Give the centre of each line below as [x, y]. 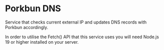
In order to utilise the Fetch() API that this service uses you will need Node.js [82, 37]
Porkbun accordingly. [27, 27]
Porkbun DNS [33, 9]
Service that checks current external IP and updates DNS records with [76, 22]
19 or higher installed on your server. [42, 42]
